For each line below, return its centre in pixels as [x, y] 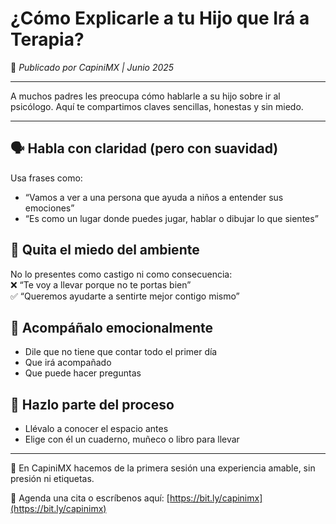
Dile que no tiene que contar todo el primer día [121, 352]
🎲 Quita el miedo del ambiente [105, 250]
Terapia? [47, 39]
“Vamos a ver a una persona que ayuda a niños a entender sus [154, 197]
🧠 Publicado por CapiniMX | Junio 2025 [92, 67]
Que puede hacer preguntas [83, 373]
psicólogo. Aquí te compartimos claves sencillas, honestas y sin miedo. [157, 106]
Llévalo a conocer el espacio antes [96, 429]
